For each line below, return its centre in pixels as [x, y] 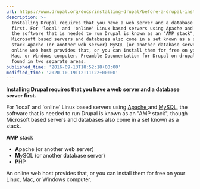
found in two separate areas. [49, 61]
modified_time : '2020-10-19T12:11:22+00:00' [62, 73]
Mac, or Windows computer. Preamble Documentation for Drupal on [94, 56]
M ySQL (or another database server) [60, 156]
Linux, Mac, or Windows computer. [49, 179]
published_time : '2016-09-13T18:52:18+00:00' [63, 67]
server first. [21, 96]
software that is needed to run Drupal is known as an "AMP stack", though [97, 114]
